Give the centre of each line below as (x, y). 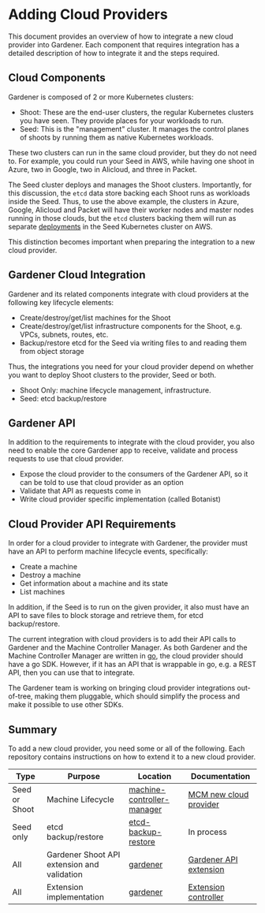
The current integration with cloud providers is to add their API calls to (122, 639)
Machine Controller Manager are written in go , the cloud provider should (126, 656)
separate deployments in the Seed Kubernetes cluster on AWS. (110, 226)
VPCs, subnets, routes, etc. (64, 334)
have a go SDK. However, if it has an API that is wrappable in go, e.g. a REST (132, 665)
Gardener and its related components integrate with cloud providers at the (129, 294)
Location (155, 776)
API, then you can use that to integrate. (72, 673)
